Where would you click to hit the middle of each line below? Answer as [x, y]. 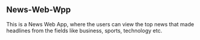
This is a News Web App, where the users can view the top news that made [100, 24]
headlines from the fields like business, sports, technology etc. [84, 30]
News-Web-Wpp [39, 10]
